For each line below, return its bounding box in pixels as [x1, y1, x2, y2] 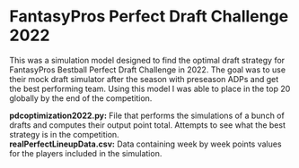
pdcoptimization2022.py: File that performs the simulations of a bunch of [9, 110, 285, 121]
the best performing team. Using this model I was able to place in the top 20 [9, 83, 291, 94]
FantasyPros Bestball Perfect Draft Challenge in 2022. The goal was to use [9, 64, 286, 75]
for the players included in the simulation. [9, 147, 163, 158]
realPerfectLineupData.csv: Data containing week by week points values [9, 139, 282, 149]
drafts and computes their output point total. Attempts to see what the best [9, 119, 286, 130]
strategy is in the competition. [9, 129, 119, 139]
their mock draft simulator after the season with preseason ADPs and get [9, 73, 279, 84]
